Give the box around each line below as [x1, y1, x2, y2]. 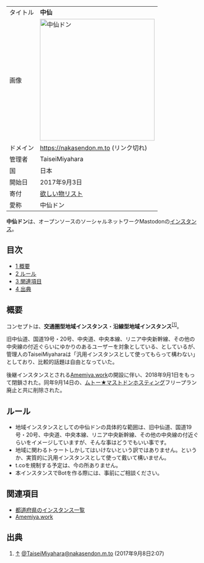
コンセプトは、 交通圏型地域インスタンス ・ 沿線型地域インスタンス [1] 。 [6, 321, 183, 330]
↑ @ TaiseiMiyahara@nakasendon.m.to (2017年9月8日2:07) [15, 550, 165, 557]
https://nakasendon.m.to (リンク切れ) [40, 143, 148, 152]
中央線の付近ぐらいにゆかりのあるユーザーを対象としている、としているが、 [6, 343, 199, 351]
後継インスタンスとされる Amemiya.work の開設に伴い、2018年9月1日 [6, 371, 179, 379]
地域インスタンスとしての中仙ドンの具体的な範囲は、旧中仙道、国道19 [15, 424, 192, 431]
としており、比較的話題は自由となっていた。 [6, 358, 118, 366]
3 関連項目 [15, 277, 42, 285]
